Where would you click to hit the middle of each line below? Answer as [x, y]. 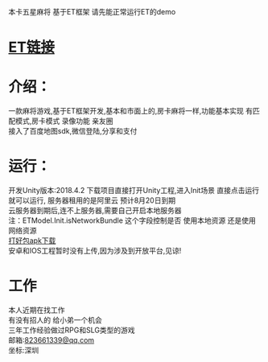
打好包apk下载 [32, 241]
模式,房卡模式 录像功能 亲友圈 [64, 121]
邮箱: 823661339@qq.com [52, 340]
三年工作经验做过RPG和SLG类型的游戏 [72, 330]
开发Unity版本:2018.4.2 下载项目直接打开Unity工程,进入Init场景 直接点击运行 [134, 191]
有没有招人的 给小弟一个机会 [55, 320]
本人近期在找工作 [37, 310]
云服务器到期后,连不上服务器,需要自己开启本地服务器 [95, 211]
